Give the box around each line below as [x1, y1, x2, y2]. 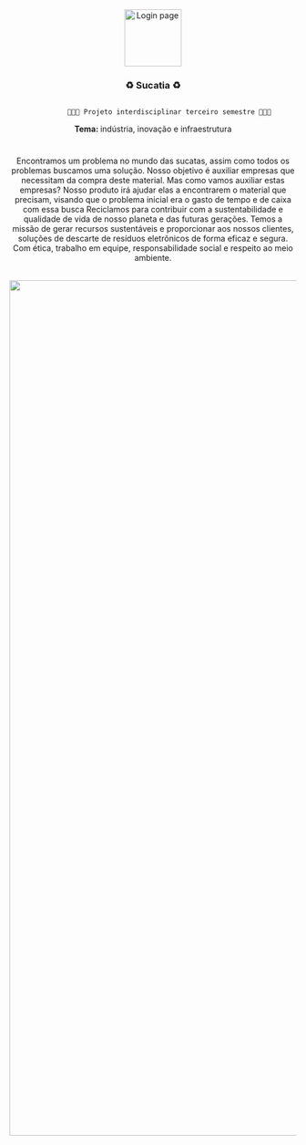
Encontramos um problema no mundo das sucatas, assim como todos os [16, 155, 290, 167]
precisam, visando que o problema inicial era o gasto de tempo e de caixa [15, 194, 291, 205]
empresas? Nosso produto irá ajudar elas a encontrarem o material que [19, 184, 287, 195]
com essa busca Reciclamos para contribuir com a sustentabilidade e [22, 204, 284, 215]
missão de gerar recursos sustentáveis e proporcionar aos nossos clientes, [12, 224, 294, 234]
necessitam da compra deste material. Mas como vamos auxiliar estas [21, 175, 285, 186]
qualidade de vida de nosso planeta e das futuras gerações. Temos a [23, 213, 283, 224]
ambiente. [134, 253, 172, 264]
